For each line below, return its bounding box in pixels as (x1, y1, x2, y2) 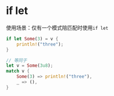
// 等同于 (6, 57, 27, 63)
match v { (6, 68, 30, 74)
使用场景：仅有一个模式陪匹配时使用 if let (6, 24, 109, 31)
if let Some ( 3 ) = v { (6, 36, 59, 42)
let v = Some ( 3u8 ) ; (6, 63, 54, 68)
